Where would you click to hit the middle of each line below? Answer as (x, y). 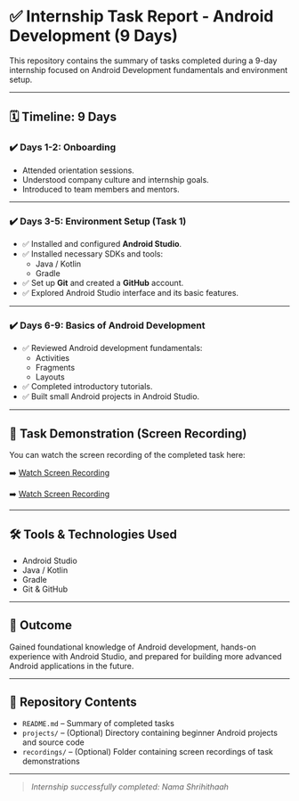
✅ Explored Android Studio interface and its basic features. (130, 292)
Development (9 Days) (93, 36)
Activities (53, 358)
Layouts (50, 377)
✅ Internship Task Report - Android (141, 16)
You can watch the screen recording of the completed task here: (128, 455)
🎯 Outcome (41, 625)
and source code (53, 742)
